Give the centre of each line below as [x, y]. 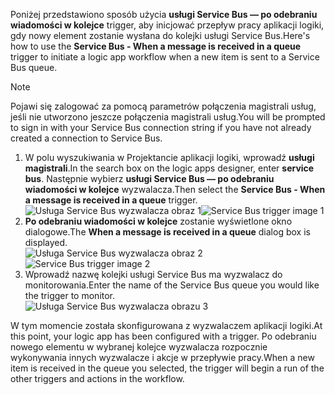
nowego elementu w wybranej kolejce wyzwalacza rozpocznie [139, 347]
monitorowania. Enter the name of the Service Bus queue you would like [172, 285]
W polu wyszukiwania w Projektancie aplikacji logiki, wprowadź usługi [169, 157]
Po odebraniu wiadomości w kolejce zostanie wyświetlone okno [158, 221]
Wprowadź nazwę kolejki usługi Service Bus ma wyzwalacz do [153, 274]
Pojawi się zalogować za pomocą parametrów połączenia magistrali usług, [163, 106]
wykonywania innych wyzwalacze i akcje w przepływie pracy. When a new [162, 357]
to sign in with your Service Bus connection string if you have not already [161, 127]
